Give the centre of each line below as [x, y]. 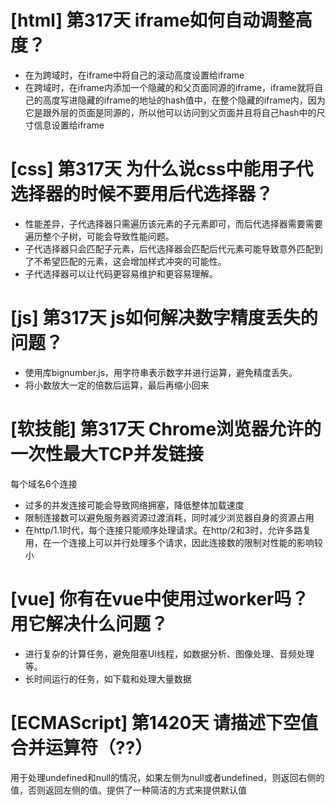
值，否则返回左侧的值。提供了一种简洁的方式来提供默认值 [128, 790]
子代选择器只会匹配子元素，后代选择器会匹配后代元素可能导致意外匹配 [169, 248]
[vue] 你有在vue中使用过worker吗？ [160, 598]
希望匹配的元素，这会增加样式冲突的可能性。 [134, 261]
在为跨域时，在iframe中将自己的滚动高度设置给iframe [134, 75]
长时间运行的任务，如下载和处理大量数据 [108, 678]
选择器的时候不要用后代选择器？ [142, 194]
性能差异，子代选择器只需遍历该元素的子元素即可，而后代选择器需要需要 [173, 223]
